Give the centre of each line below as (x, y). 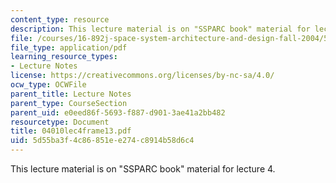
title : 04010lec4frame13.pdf (71, 131)
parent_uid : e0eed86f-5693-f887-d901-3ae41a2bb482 (118, 112)
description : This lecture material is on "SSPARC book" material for (160, 29)
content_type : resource (60, 19)
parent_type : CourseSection (69, 103)
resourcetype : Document (60, 122)
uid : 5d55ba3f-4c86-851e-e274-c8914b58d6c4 (102, 141)
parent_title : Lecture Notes (71, 94)
